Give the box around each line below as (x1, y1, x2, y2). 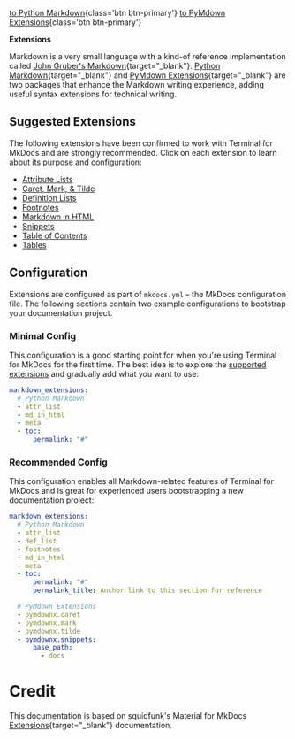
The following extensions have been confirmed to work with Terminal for (9, 137, 274, 149)
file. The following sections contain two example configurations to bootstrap (9, 298, 286, 309)
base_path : (32, 643, 73, 652)
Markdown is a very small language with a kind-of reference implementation (9, 51, 287, 61)
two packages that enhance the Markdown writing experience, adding (9, 80, 265, 89)
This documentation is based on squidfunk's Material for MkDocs (9, 711, 247, 721)
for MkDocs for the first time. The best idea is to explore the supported (9, 358, 267, 370)
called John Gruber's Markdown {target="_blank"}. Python (9, 61, 221, 71)
